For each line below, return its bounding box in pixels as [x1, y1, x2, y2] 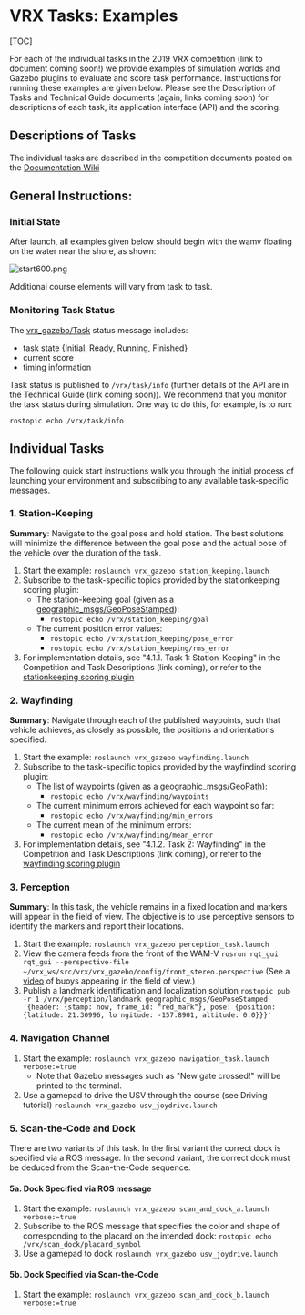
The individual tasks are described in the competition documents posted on [9, 152, 293, 163]
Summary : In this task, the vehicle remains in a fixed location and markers [9, 902, 288, 912]
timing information [22, 362, 92, 372]
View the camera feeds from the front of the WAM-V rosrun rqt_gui [22, 948, 280, 959]
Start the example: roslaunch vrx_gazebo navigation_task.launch [22, 1053, 269, 1064]
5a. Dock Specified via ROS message [9, 1183, 152, 1194]
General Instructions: [9, 189, 133, 204]
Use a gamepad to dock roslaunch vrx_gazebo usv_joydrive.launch [22, 1249, 279, 1259]
